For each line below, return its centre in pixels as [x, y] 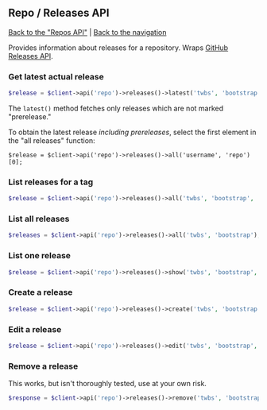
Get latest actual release [56, 76]
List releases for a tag [51, 182]
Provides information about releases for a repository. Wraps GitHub [118, 48]
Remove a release [43, 366]
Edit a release [35, 329]
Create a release [41, 292]
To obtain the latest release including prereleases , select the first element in [132, 132]
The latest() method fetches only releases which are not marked [116, 108]
